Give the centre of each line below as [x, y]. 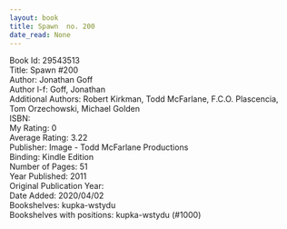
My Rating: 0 [33, 128]
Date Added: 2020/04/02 [57, 195]
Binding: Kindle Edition [51, 157]
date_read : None [40, 35]
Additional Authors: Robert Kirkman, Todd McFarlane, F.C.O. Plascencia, [144, 99]
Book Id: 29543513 [45, 61]
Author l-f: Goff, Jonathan [58, 90]
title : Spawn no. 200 [52, 26]
